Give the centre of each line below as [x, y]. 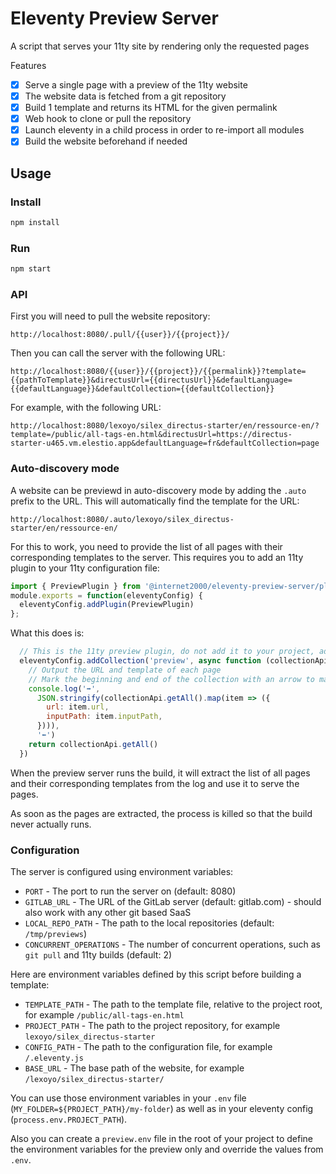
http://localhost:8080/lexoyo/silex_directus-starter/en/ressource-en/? [165, 426]
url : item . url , [78, 707]
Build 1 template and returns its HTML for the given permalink [151, 108]
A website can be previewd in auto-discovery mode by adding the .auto [158, 490]
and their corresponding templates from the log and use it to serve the [155, 783]
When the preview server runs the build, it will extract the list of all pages [160, 773]
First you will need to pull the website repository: [110, 316]
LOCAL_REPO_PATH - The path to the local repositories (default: [149, 923]
